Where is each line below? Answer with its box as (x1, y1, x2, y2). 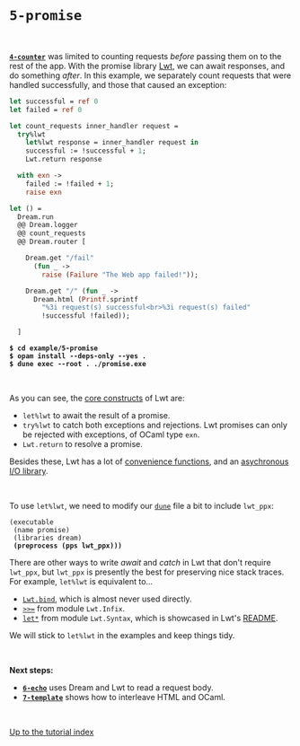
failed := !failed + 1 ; (25, 179, 115, 189)
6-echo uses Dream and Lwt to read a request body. (22, 682, 214, 693)
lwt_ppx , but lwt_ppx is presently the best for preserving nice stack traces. (9, 566, 285, 577)
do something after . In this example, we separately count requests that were (9, 70, 292, 81)
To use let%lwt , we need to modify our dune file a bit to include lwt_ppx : (9, 501, 274, 512)
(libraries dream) (13, 533, 83, 543)
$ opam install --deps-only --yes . (9, 352, 146, 361)
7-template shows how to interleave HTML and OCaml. (22, 692, 226, 703)
